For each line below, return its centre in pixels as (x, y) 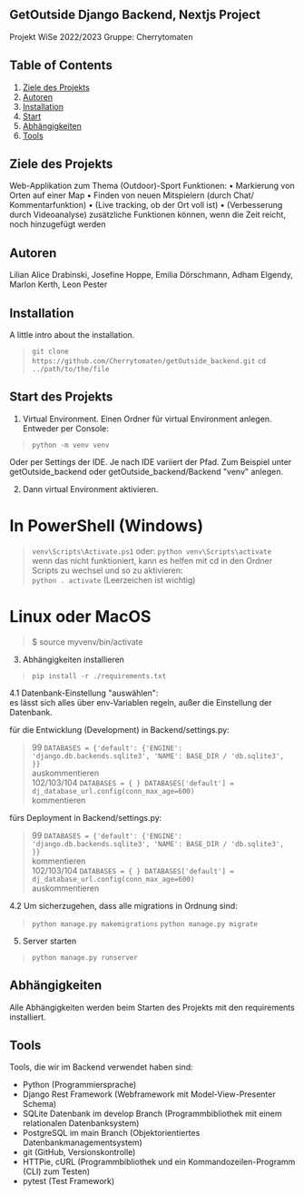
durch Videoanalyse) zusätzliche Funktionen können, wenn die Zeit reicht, (147, 215)
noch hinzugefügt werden (58, 224)
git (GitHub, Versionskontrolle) (79, 1152)
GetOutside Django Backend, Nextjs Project (135, 15)
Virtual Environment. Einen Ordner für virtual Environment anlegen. (147, 419)
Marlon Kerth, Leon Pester (59, 284)
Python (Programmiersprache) (79, 1085)
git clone (50, 352)
